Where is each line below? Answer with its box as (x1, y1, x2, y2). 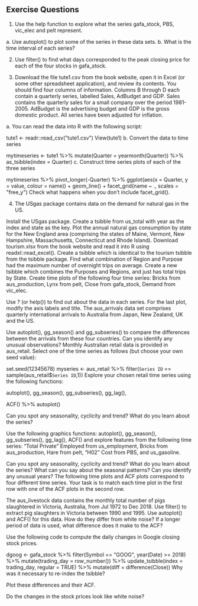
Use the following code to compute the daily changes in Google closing (6, 533, 180, 540)
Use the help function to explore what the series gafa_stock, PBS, (14, 20, 174, 27)
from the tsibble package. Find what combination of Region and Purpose (6, 255, 183, 263)
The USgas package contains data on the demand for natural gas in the (14, 200, 189, 207)
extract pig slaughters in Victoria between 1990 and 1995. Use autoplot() (6, 509, 183, 516)
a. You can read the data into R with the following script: (6, 122, 142, 129)
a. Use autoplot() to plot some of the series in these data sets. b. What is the (6, 38, 191, 45)
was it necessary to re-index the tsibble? (6, 570, 105, 577)
